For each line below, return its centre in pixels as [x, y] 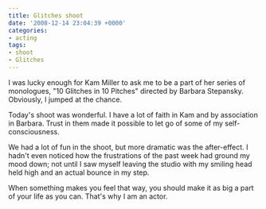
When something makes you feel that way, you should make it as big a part [131, 188]
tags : [17, 45]
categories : [28, 30]
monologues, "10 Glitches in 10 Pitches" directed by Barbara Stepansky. [126, 91]
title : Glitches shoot [46, 15]
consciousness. [34, 131]
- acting [23, 38]
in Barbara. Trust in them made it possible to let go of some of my [116, 123]
